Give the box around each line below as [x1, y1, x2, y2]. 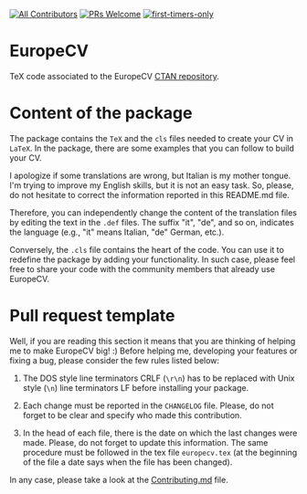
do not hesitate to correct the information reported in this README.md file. [9, 189, 290, 200]
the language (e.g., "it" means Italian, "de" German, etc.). [9, 226, 225, 237]
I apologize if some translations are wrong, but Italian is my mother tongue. [9, 170, 291, 181]
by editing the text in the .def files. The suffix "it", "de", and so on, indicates [9, 216, 294, 227]
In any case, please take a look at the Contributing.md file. [9, 474, 228, 485]
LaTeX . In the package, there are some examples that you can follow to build [9, 142, 295, 153]
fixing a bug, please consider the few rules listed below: [9, 354, 220, 365]
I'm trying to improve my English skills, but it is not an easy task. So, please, [9, 179, 294, 191]
